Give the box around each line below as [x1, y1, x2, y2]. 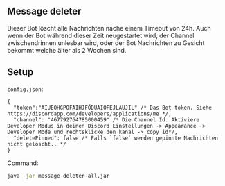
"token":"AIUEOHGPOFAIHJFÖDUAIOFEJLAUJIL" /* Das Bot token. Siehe [13, 104, 213, 111]
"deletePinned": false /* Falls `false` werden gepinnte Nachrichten [13, 135, 218, 142]
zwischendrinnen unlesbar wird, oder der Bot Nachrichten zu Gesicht [7, 38, 205, 47]
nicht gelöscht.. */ [7, 140, 67, 148]
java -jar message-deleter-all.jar [7, 172, 110, 179]
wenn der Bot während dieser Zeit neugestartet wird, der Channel [7, 31, 195, 40]
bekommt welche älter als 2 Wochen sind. [7, 46, 127, 54]
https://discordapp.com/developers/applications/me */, [7, 110, 172, 117]
